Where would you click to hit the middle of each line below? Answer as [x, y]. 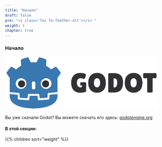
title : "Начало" [21, 10]
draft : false [18, 15]
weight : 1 [15, 26]
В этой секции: [21, 129]
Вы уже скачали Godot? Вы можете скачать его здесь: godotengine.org [79, 118]
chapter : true [19, 31]
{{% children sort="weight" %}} [37, 139]
